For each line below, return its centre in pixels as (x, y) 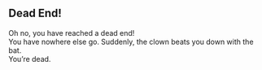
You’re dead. (30, 59)
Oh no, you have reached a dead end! (72, 33)
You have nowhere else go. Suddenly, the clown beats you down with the (131, 42)
